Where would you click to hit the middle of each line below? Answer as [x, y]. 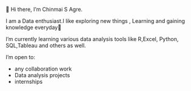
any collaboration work [43, 69]
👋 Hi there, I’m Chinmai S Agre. [44, 9]
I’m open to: [21, 57]
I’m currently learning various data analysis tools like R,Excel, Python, [92, 39]
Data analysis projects [42, 75]
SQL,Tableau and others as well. [46, 45]
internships [28, 82]
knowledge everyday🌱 [34, 27]
